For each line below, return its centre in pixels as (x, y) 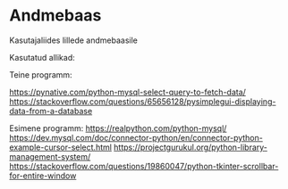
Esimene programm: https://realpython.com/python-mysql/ (118, 128)
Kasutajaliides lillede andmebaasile (74, 40)
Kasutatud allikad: (42, 57)
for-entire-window (43, 176)
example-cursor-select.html (60, 147)
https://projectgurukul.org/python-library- (191, 147)
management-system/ (50, 156)
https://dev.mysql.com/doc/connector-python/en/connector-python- (136, 137)
